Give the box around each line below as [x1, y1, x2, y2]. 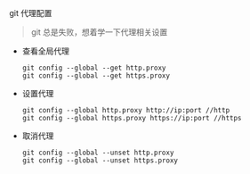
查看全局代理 [21, 46, 69, 56]
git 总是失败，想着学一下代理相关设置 [30, 27, 168, 37]
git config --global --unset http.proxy [21, 148, 174, 157]
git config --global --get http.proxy [21, 63, 166, 72]
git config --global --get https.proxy [21, 71, 171, 80]
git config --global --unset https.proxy [21, 156, 178, 165]
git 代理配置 [9, 8, 52, 18]
